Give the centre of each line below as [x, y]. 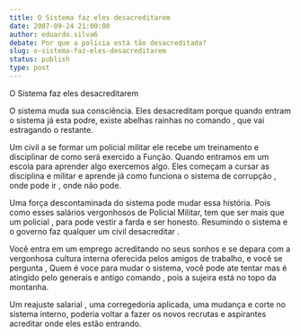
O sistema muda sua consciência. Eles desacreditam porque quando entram [150, 111]
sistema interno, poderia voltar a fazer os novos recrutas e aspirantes [138, 314]
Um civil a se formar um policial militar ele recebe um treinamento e [134, 147]
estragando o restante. [52, 129]
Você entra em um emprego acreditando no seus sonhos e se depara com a [150, 249]
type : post [30, 68]
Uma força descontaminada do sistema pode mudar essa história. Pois [140, 202]
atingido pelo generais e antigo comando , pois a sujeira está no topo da [143, 277]
